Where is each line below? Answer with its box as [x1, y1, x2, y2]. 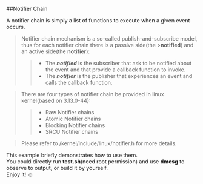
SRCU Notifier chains [45, 128, 99, 135]
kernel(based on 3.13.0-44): [21, 97, 91, 104]
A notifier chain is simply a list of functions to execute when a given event [6, 17, 190, 24]
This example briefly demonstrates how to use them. [6, 151, 138, 159]
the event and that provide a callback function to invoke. [45, 66, 186, 73]
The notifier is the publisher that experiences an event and [45, 73, 193, 79]
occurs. [6, 24, 25, 30]
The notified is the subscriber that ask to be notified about [45, 60, 192, 67]
